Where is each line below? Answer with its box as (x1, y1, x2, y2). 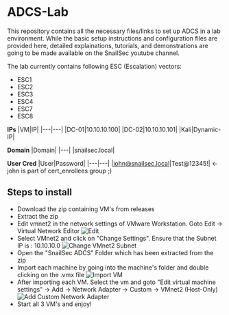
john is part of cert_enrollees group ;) (7, 166, 112, 175)
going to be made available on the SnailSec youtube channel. (7, 49, 180, 57)
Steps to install (7, 186, 72, 198)
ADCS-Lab (7, 4, 69, 20)
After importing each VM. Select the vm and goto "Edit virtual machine (16, 278, 216, 286)
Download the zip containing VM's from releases (16, 204, 156, 213)
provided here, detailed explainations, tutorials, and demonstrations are (7, 41, 208, 50)
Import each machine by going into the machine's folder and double (16, 263, 209, 272)
